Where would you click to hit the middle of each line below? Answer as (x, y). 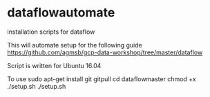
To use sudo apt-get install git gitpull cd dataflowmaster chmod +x (102, 79)
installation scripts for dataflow (51, 32)
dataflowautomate (61, 13)
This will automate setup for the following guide (75, 45)
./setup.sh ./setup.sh (37, 86)
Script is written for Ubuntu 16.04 (54, 65)
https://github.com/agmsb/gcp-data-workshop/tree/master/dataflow (105, 52)
